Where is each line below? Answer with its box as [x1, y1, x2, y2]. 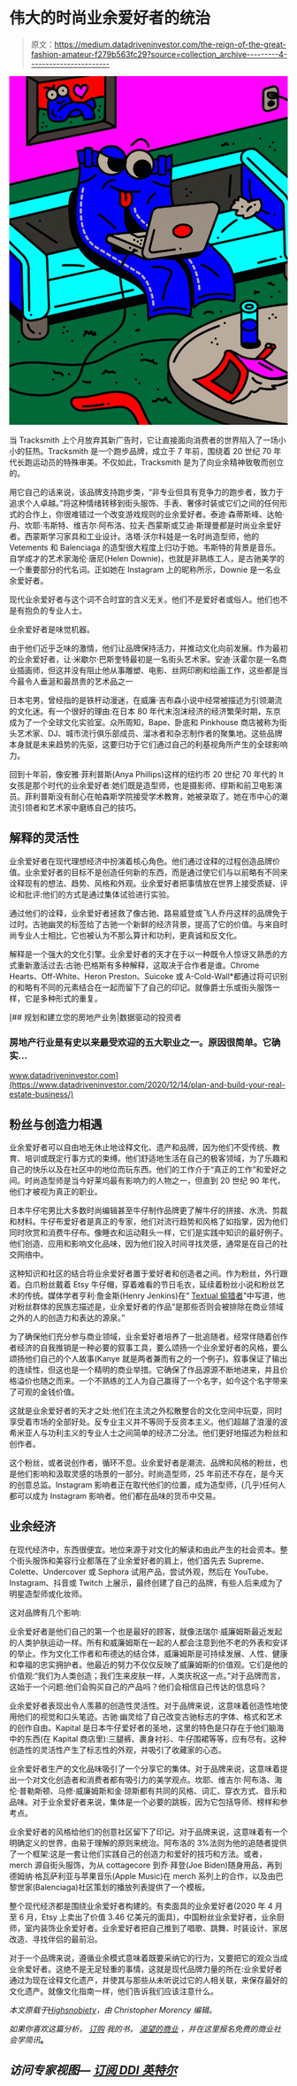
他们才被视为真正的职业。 [9, 1186, 103, 1196]
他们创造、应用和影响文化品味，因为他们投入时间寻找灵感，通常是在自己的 [9, 1239, 280, 1248]
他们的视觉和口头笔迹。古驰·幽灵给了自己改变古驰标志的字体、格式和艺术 [16, 1711, 283, 1722]
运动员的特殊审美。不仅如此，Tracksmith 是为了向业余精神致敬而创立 [32, 457, 285, 467]
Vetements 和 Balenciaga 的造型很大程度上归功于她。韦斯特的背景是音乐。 [9, 542, 281, 553]
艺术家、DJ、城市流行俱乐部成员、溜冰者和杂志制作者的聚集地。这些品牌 [16, 728, 283, 739]
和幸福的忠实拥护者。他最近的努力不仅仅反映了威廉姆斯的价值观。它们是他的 [9, 1659, 288, 1670]
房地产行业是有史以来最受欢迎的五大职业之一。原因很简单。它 [9, 1036, 272, 1048]
